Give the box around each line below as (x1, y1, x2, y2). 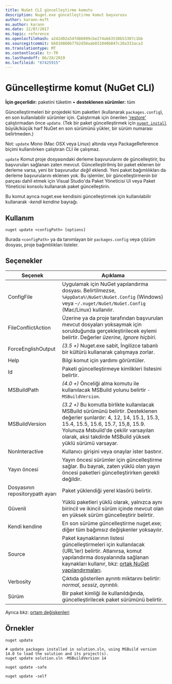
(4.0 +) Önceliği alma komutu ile (62, 380, 139, 387)
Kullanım (5, 213, 34, 222)
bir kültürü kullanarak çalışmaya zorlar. (62, 348, 155, 356)
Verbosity (8, 578, 32, 585)
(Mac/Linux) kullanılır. (62, 306, 114, 313)
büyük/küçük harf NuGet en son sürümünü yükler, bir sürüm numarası (5, 125, 153, 131)
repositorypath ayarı (8, 490, 57, 497)
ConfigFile (8, 293, 33, 300)
